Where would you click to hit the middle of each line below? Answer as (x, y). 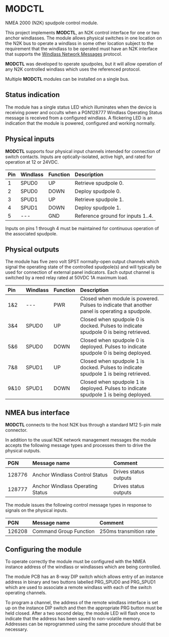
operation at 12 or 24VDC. (32, 162)
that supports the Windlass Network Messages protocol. (64, 54)
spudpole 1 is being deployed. (116, 395)
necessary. (17, 629)
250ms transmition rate (127, 531)
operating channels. (26, 593)
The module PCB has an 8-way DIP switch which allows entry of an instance (84, 577)
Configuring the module (44, 549)
